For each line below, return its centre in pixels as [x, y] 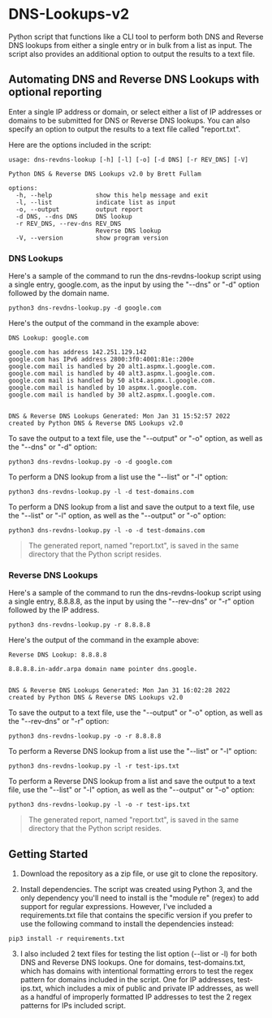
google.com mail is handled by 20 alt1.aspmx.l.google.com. [112, 366]
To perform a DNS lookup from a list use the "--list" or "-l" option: [119, 477]
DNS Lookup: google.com [49, 338]
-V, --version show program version [92, 238]
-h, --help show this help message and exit [112, 195]
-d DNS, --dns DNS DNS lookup [74, 216]
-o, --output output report [80, 209]
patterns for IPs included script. [73, 1006]
